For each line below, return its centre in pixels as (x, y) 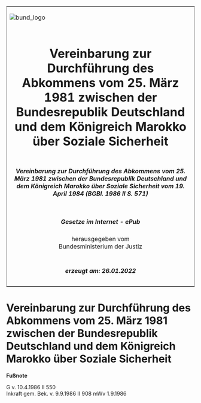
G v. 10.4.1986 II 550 (31, 387)
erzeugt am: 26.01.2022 (100, 270)
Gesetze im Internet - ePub (100, 221)
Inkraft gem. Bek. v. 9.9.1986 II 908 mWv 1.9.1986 (66, 393)
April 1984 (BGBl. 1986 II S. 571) (100, 193)
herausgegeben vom (100, 239)
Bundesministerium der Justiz (100, 246)
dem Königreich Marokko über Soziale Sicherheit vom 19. (100, 186)
